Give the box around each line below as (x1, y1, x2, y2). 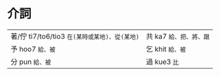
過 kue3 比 (146, 57, 180, 66)
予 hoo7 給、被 (10, 44, 56, 54)
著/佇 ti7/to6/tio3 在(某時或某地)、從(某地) (10, 31, 140, 41)
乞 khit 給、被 (146, 44, 186, 54)
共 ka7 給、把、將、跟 (146, 31, 210, 41)
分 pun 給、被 (10, 57, 51, 66)
